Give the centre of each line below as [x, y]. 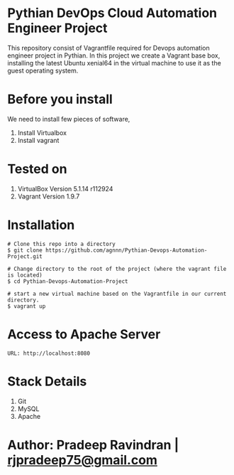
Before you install [60, 99]
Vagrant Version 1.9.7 [49, 196]
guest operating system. [43, 70]
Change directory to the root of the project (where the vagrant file [120, 269]
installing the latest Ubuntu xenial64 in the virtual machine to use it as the [114, 63]
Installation [41, 225]
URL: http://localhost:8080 [49, 353]
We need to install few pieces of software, [69, 119]
